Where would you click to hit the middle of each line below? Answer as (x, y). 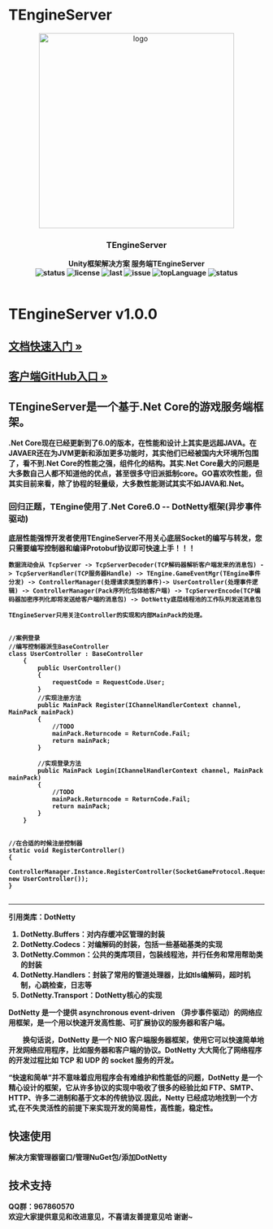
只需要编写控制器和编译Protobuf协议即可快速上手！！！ (102, 548)
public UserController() (80, 668)
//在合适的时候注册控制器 (45, 844)
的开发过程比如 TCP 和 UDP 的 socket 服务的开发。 (93, 1060)
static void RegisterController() (67, 851)
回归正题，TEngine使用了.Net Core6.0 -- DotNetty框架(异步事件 (135, 506)
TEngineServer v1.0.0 (83, 314)
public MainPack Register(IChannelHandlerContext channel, (140, 706)
